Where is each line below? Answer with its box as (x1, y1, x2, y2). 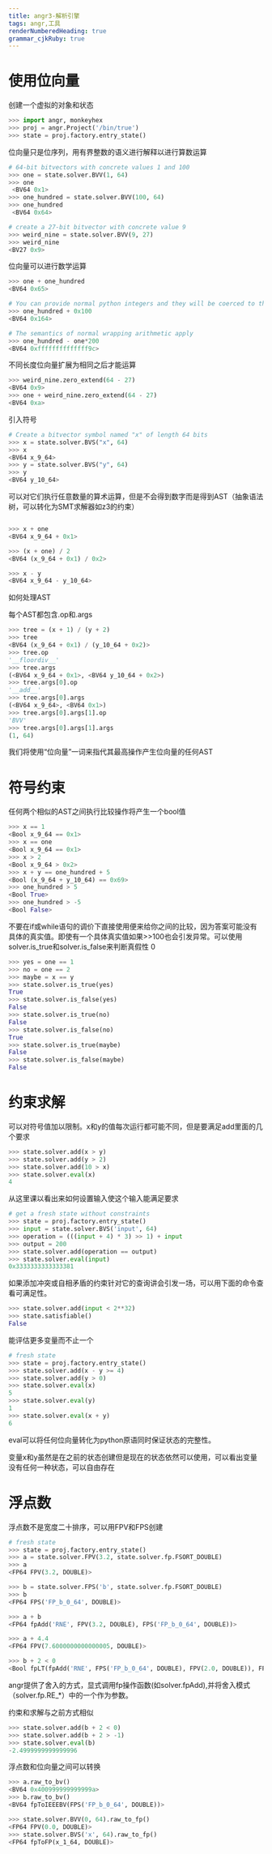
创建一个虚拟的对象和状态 (8, 100, 94, 110)
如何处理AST (8, 592, 51, 602)
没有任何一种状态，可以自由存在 (8, 1462, 115, 1472)
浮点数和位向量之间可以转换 (8, 1762, 101, 1771)
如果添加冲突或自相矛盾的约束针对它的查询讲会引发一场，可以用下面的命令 (8, 1278, 257, 1288)
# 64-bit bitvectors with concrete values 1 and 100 (8, 163, 190, 171)
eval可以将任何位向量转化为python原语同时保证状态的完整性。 (8, 1435, 216, 1445)
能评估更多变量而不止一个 (8, 1335, 94, 1345)
